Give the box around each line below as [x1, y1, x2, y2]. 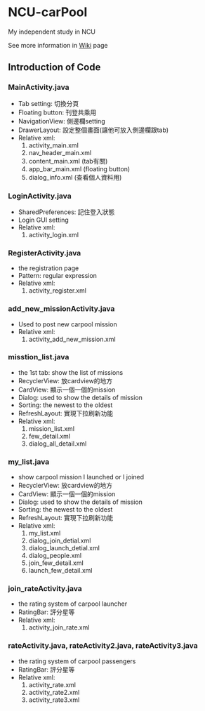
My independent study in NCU [8, 27, 95, 36]
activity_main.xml [28, 141, 79, 149]
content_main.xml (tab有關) [28, 157, 108, 165]
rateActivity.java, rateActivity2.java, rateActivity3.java [8, 641, 199, 651]
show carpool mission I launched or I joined [18, 473, 145, 481]
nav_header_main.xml [28, 148, 92, 157]
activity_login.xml [28, 230, 79, 239]
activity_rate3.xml [28, 696, 80, 704]
